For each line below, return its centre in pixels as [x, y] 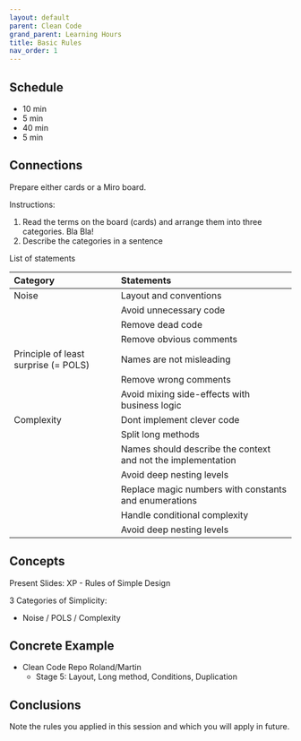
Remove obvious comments [179, 339]
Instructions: [32, 204]
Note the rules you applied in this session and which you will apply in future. [150, 727]
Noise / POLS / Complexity [71, 617]
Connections [46, 165]
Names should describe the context [196, 449]
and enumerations [159, 500]
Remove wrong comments [176, 379]
